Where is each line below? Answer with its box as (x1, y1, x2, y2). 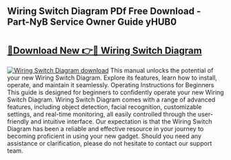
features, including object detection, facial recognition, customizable (7, 103, 202, 111)
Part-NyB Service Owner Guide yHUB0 (7, 16, 177, 28)
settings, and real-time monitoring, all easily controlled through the (7, 110, 197, 118)
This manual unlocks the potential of (110, 67, 214, 74)
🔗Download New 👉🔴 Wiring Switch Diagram (7, 45, 202, 56)
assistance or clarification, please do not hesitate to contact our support (7, 139, 212, 147)
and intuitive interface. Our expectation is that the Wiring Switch (30, 117, 212, 126)
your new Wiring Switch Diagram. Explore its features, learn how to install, (7, 73, 217, 82)
